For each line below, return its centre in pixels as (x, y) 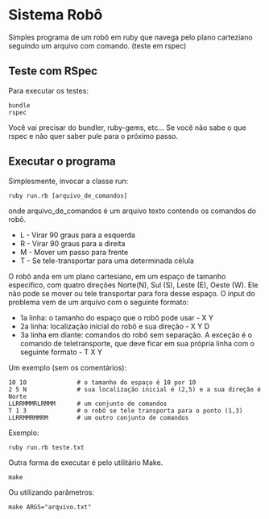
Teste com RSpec (53, 71)
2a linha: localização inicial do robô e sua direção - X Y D (115, 326)
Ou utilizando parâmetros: (52, 492)
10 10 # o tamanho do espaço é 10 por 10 (102, 382)
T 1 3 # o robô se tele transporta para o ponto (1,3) (126, 410)
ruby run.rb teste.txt (46, 447)
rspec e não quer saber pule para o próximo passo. (93, 136)
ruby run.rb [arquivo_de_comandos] (68, 195)
